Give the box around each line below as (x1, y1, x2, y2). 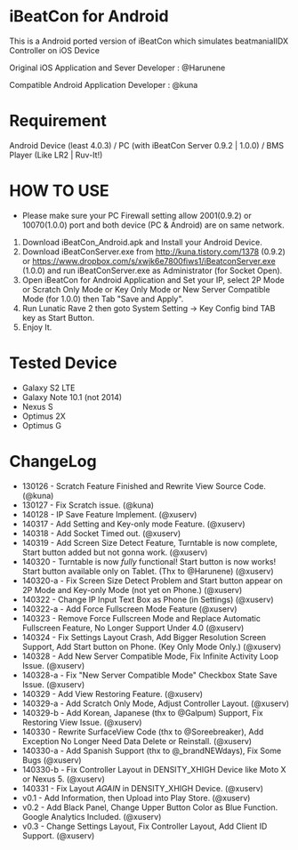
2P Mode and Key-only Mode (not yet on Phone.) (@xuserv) (21, 584, 243, 595)
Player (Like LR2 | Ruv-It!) (9, 149, 103, 160)
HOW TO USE (9, 180, 109, 201)
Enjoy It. (21, 322, 52, 333)
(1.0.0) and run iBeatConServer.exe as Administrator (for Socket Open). (21, 265, 283, 276)
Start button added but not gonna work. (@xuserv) (21, 547, 208, 557)
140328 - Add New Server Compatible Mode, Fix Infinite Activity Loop (21, 651, 278, 662)
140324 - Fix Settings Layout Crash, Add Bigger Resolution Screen (21, 631, 267, 642)
